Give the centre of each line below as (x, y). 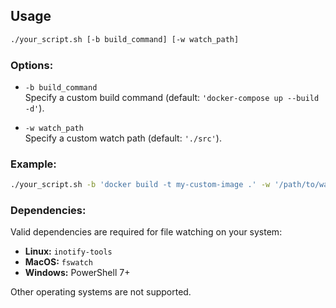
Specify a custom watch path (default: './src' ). (123, 138)
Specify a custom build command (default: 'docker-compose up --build (172, 97)
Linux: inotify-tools (68, 251)
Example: (33, 164)
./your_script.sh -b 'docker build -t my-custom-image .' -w (140, 185)
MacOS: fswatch (58, 262)
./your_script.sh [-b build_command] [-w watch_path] (125, 39)
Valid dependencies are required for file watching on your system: (146, 232)
